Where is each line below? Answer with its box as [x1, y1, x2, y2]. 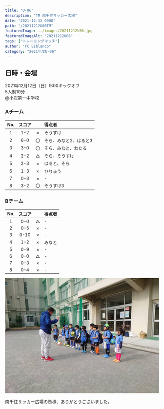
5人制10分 [5, 89, 25, 95]
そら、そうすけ [44, 153, 75, 159]
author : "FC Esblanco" [5, 44, 51, 49]
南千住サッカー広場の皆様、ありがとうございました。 [5, 399, 112, 405]
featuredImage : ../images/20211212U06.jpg [5, 28, 93, 34]
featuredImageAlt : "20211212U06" [5, 34, 73, 39]
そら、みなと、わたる [44, 145, 87, 151]
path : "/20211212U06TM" [5, 23, 54, 28]
